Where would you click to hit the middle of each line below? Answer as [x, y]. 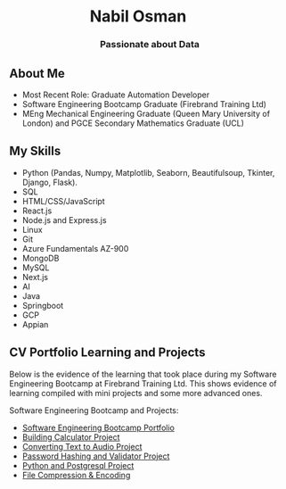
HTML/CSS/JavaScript [63, 201]
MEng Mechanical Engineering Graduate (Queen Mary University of [146, 113]
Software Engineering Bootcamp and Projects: [94, 410]
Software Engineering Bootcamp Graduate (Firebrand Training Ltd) [144, 104]
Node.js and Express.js [64, 220]
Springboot [43, 305]
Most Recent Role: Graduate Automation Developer [116, 95]
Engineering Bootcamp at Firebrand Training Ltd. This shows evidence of [143, 383]
